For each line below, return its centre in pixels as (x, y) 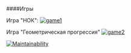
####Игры (20, 9)
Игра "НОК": (22, 20)
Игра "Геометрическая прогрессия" (53, 32)
